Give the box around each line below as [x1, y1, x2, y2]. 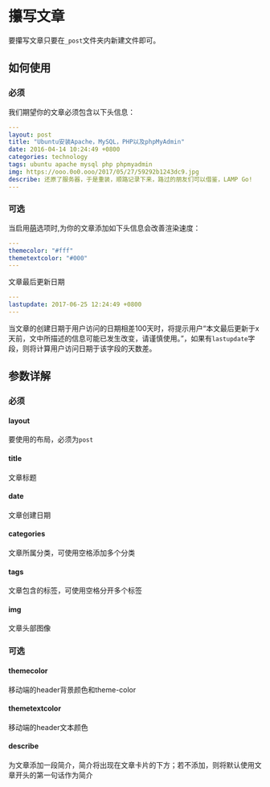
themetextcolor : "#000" [8, 254, 88, 262]
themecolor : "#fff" [8, 247, 74, 255]
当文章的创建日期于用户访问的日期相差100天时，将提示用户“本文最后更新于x [8, 323, 260, 333]
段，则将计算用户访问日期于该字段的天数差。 [8, 343, 157, 353]
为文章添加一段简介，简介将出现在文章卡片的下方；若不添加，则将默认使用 [8, 760, 255, 769]
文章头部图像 [8, 623, 51, 633]
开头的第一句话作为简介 [14, 770, 93, 780]
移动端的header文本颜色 [8, 722, 88, 732]
